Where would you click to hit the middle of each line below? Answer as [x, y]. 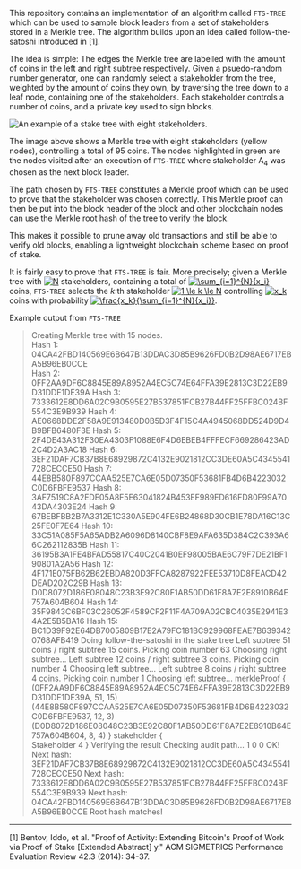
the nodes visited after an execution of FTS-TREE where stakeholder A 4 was [147, 161]
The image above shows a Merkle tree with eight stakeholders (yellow [138, 141]
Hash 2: [46, 373]
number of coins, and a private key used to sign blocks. [112, 106]
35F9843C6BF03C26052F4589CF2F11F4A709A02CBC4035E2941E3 [159, 611]
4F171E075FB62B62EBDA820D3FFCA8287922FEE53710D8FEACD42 [159, 573]
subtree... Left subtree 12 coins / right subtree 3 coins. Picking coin [155, 659]
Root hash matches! [126, 812]
